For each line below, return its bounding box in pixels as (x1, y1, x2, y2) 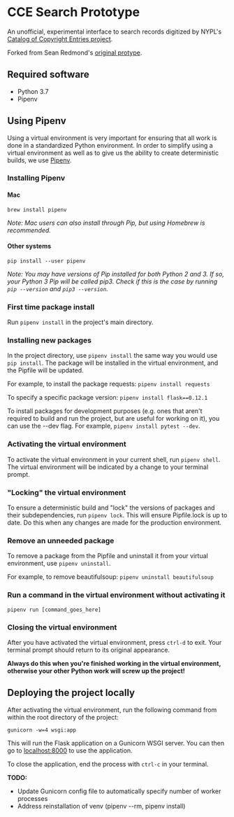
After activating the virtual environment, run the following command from (7, 705, 217, 714)
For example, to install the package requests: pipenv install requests (7, 379, 210, 389)
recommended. (7, 225, 51, 235)
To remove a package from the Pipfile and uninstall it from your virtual (7, 552, 208, 560)
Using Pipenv (7, 115, 66, 127)
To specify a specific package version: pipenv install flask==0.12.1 (7, 393, 208, 402)
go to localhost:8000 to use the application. (7, 746, 133, 755)
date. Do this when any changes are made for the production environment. (7, 519, 222, 527)
